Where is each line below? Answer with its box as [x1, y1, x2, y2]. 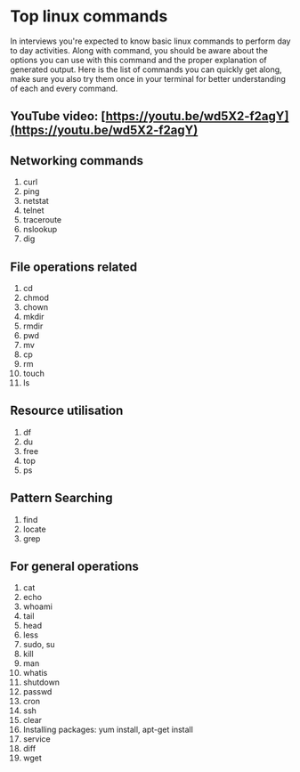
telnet [22, 205, 45, 215]
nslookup [22, 224, 58, 235]
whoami [22, 601, 53, 612]
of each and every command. [10, 83, 118, 93]
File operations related [10, 259, 138, 274]
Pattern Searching [10, 491, 113, 506]
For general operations [10, 558, 139, 573]
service [22, 734, 52, 744]
